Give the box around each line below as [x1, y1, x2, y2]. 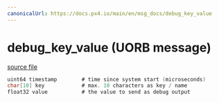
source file [7, 63, 38, 71]
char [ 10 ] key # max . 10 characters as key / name [7, 82, 188, 90]
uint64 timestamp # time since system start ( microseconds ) [7, 76, 207, 83]
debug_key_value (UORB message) [7, 39, 211, 55]
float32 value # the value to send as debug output [7, 89, 191, 96]
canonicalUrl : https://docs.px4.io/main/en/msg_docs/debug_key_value [7, 10, 213, 17]
